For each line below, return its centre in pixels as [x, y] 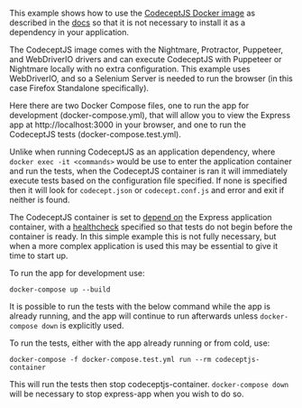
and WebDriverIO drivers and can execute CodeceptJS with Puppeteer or [146, 59]
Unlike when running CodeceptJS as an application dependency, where [142, 152]
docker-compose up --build [60, 290]
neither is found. [40, 199]
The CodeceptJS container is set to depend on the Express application [141, 217]
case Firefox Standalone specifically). [79, 88]
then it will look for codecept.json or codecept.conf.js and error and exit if [147, 190]
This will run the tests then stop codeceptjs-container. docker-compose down [149, 384]
